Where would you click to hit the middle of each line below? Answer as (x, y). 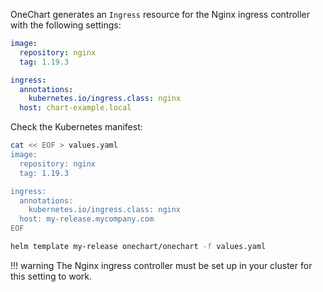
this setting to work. (51, 276)
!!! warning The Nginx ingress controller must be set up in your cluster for (161, 265)
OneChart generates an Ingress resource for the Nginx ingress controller (160, 14)
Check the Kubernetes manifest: (76, 127)
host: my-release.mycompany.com (87, 219)
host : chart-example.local (75, 108)
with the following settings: (66, 25)
